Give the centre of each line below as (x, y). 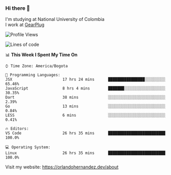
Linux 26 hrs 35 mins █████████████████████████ (86, 153)
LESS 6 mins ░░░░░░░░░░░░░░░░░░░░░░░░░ (86, 115)
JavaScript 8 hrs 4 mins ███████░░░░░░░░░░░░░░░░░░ (86, 89)
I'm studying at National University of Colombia (55, 19)
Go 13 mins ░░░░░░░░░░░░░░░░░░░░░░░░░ (86, 106)
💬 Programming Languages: (33, 75)
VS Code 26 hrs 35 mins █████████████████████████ (86, 133)
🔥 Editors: (17, 129)
